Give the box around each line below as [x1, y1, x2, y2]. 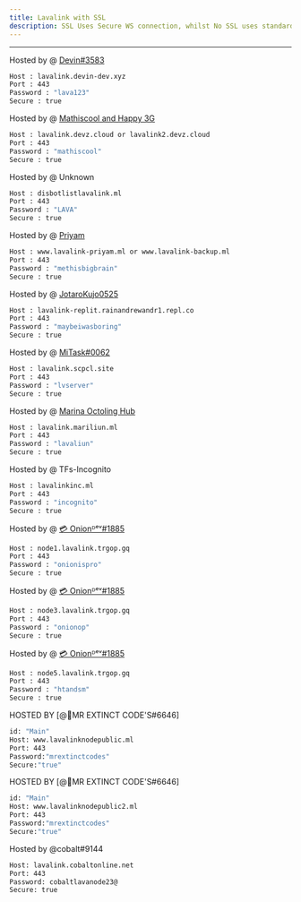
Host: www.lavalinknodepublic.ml [9, 735, 134, 744]
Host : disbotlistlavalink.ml [9, 189, 123, 198]
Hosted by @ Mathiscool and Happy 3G [9, 113, 155, 124]
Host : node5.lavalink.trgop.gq [9, 668, 130, 677]
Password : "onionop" [9, 623, 90, 631]
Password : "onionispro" [9, 561, 102, 570]
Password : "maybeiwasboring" [9, 322, 123, 331]
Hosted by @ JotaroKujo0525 [9, 288, 119, 299]
